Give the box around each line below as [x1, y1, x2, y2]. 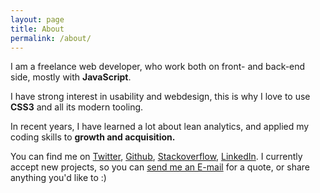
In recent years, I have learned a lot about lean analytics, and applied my [10, 121, 310, 133]
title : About [10, 24, 65, 34]
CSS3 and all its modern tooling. [10, 101, 144, 113]
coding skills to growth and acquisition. [10, 131, 176, 143]
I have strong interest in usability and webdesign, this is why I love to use [10, 91, 311, 103]
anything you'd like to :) [10, 172, 107, 184]
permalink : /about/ [10, 33, 92, 43]
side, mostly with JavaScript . [10, 71, 132, 83]
